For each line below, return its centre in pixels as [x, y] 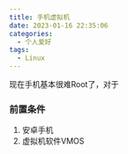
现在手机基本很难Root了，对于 [64, 84]
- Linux [31, 58]
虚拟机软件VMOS [53, 141]
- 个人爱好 [34, 42]
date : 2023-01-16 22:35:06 [59, 26]
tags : [19, 50]
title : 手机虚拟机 [40, 17]
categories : [31, 33]
